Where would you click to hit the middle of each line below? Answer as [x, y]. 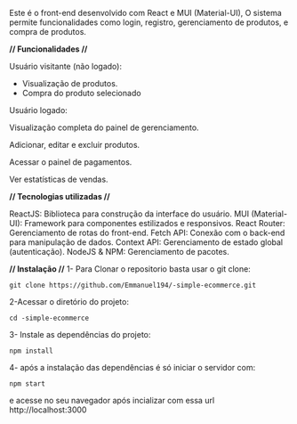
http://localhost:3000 [48, 410]
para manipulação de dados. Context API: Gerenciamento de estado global [146, 242]
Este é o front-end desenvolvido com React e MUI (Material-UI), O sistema [145, 13]
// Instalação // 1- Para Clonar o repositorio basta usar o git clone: [130, 269]
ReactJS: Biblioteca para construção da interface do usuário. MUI [129, 214]
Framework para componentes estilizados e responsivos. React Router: [155, 223]
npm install [31, 351]
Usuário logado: [39, 110]
